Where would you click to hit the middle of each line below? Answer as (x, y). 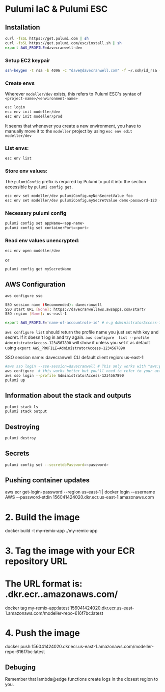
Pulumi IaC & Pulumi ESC (56, 9)
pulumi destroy (21, 438)
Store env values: (26, 171)
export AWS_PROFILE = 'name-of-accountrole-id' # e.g (59, 323)
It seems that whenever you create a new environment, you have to (73, 126)
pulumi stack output (26, 412)
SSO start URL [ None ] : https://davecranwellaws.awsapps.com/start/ (76, 309)
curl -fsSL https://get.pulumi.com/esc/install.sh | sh (63, 43)
